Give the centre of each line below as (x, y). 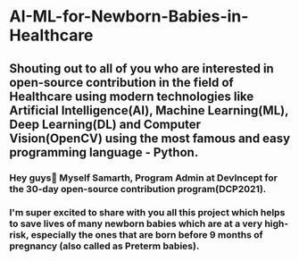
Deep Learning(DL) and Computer (105, 124)
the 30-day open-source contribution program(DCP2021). (138, 189)
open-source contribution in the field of (121, 82)
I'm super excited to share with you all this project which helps (147, 213)
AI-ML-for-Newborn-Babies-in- (129, 17)
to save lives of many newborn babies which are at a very (136, 223)
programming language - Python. (104, 152)
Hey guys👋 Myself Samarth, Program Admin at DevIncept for (144, 178)
